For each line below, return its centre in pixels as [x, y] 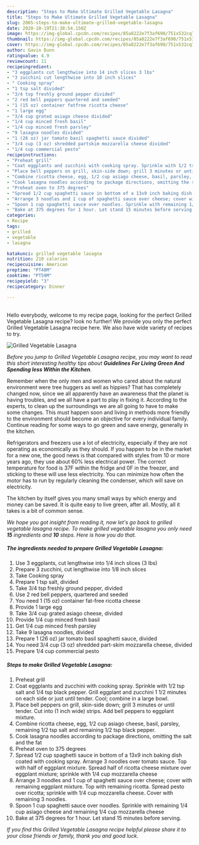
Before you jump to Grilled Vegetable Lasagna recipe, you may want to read [99, 356]
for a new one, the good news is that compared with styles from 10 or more [98, 455]
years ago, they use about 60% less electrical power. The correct [86, 461]
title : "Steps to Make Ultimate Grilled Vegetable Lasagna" [82, 17]
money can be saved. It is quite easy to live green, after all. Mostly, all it [93, 505]
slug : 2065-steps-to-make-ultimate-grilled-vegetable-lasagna [85, 23]
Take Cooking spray [40, 576]
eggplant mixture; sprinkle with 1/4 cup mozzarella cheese [86, 774]
